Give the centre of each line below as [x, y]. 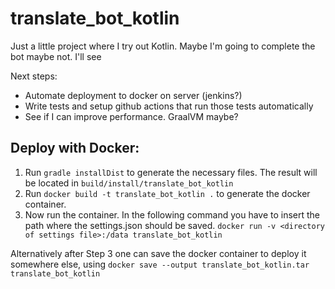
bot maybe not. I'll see [56, 56]
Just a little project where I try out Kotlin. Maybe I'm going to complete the [163, 46]
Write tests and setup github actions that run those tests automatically [169, 106]
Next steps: [34, 76]
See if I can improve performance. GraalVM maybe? [131, 116]
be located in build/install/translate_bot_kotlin [129, 183]
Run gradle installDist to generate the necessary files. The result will [171, 172]
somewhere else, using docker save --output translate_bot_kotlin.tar [160, 264]
